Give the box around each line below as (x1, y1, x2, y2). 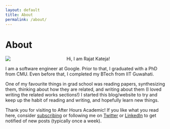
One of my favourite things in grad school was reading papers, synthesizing (5, 81, 165, 87)
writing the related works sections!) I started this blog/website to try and (5, 92, 158, 98)
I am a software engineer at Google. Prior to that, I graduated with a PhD (5, 66, 158, 72)
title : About (5, 12, 33, 17)
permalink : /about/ (5, 17, 47, 22)
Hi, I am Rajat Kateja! (66, 56, 110, 62)
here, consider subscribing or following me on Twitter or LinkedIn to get (5, 113, 157, 119)
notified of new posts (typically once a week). (5, 118, 102, 124)
